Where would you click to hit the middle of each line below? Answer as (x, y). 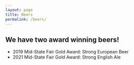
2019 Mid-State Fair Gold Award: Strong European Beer (71, 52)
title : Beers (19, 15)
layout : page (19, 10)
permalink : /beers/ (26, 19)
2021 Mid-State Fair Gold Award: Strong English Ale (66, 57)
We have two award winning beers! (62, 40)
